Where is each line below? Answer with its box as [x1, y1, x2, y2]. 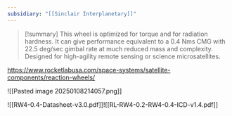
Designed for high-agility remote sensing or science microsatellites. [24, 52, 221, 60]
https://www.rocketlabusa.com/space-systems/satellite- [7, 65, 171, 74]
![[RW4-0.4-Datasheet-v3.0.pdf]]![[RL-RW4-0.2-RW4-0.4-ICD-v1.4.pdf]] [7, 100, 218, 109]
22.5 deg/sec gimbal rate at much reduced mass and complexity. [24, 44, 213, 53]
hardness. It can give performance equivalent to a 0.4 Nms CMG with [24, 37, 226, 46]
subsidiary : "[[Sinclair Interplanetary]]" [7, 10, 137, 18]
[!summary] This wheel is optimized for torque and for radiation [24, 30, 209, 38]
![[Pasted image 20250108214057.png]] [7, 86, 122, 95]
